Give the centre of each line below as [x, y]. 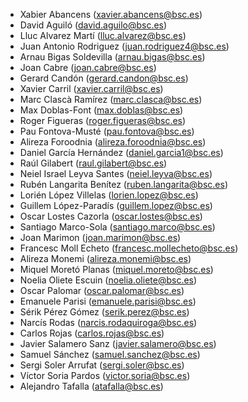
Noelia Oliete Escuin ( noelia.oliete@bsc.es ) [108, 280]
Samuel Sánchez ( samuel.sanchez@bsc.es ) [110, 354]
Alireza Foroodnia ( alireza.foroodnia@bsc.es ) [113, 142]
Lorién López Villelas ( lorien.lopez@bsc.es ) [109, 195]
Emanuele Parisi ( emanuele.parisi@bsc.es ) [108, 301]
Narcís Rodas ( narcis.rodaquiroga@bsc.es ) [108, 322]
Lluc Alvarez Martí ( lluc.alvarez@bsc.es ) [103, 35]
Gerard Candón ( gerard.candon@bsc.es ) [104, 78]
